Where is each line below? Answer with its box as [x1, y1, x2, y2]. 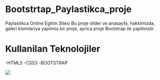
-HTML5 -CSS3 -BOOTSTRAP [5, 59, 68, 66]
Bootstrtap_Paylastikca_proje [5, 4, 132, 15]
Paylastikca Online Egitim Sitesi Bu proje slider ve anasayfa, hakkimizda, [5, 20, 155, 26]
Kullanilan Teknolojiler [5, 43, 100, 55]
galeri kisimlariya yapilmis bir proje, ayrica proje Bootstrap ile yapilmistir [5, 25, 154, 31]
